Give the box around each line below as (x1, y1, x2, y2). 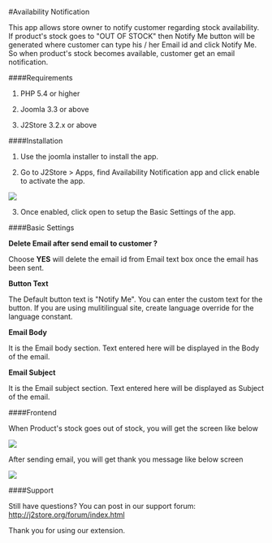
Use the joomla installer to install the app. (19, 152, 159, 161)
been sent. (8, 263, 45, 272)
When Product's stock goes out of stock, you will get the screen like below (8, 424, 258, 433)
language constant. (8, 312, 73, 321)
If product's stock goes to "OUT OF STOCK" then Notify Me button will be (8, 32, 256, 41)
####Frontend (8, 408, 57, 417)
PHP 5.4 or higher (19, 89, 80, 98)
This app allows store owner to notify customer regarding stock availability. (8, 23, 260, 32)
